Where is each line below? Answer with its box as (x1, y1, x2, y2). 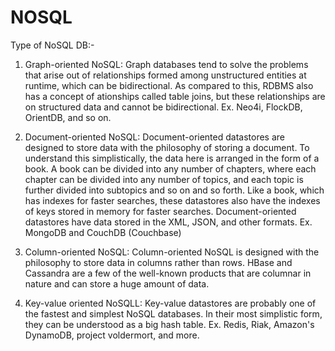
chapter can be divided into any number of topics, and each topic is (24, 173, 304, 185)
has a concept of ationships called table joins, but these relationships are (24, 90, 326, 102)
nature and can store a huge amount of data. (24, 277, 210, 290)
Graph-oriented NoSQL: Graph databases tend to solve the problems (24, 58, 309, 70)
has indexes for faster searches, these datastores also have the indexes (24, 194, 321, 206)
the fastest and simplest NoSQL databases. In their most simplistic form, (24, 307, 323, 320)
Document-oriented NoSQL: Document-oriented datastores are (24, 131, 285, 143)
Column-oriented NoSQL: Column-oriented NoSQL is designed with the (24, 246, 320, 258)
